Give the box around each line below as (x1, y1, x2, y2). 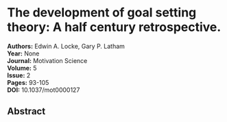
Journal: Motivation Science (7, 56, 88, 64)
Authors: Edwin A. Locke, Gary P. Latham (7, 42, 126, 50)
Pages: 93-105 (7, 78, 49, 86)
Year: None (7, 49, 40, 58)
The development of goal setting (7, 5, 197, 21)
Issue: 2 (7, 71, 31, 80)
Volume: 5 (7, 64, 37, 72)
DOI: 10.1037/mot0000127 (7, 86, 80, 94)
